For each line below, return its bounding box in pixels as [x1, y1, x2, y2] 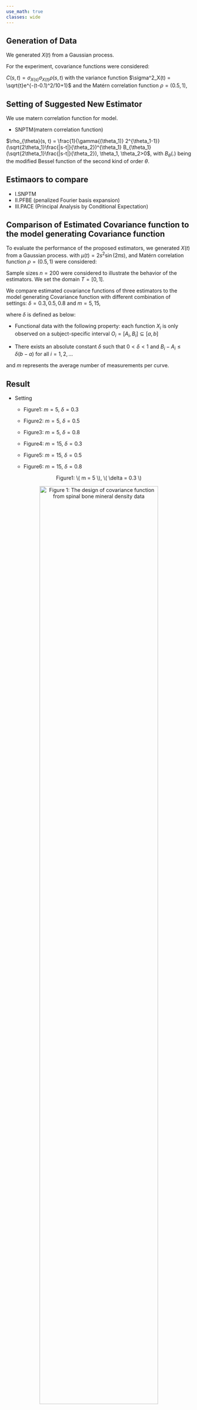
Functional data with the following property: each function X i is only [14, 322, 178, 331]
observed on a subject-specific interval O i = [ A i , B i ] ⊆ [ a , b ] [14, 330, 159, 338]
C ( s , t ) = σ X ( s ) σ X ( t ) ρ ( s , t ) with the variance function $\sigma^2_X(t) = [6, 74, 171, 83]
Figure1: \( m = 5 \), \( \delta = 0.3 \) [55, 474, 142, 481]
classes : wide [6, 14, 41, 20]
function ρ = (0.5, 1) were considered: [6, 258, 97, 265]
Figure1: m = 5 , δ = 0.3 [23, 406, 79, 413]
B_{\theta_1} [123, 144, 152, 151]
